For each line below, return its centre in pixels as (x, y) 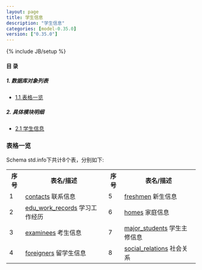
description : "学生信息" (35, 23)
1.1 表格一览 (29, 97)
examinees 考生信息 (54, 233)
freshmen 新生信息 (151, 196)
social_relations (146, 248)
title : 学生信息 (25, 17)
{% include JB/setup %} (36, 51)
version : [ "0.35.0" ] (32, 34)
